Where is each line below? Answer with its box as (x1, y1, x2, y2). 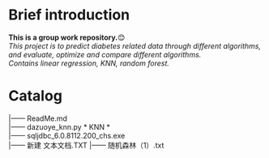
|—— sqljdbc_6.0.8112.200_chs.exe (8, 130, 126, 140)
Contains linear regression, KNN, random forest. (8, 58, 170, 68)
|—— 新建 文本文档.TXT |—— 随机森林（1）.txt (8, 140, 164, 150)
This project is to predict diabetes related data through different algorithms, (8, 41, 262, 50)
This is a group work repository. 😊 (8, 32, 126, 42)
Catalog (8, 87, 63, 105)
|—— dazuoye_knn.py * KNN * (8, 122, 111, 131)
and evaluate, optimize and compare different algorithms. (8, 49, 202, 59)
